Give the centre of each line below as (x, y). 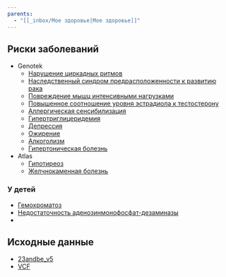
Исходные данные (50, 242)
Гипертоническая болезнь (68, 148)
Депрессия (45, 126)
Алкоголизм (46, 141)
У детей (22, 189)
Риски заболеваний (53, 49)
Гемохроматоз (40, 205)
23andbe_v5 (35, 259)
